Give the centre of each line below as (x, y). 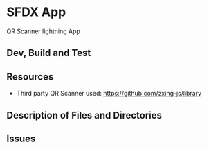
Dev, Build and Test (49, 53)
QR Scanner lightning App (44, 31)
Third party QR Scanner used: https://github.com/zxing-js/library (109, 94)
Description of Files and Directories (84, 115)
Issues (21, 138)
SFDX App (36, 12)
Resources (30, 77)
